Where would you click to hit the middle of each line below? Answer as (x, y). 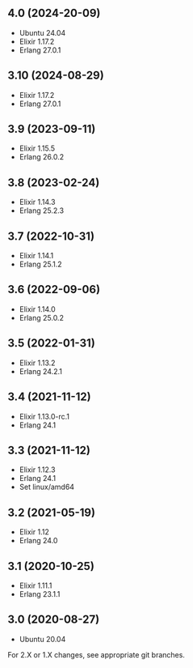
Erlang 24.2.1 (40, 371)
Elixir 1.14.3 (37, 202)
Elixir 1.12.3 (37, 470)
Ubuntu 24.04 (42, 32)
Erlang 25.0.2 (41, 317)
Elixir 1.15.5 (37, 148)
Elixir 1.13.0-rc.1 (44, 416)
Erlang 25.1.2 (40, 264)
